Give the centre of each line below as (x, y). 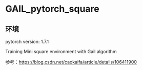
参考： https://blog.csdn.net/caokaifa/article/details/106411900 (71, 62)
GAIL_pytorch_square (53, 9)
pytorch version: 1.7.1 (27, 42)
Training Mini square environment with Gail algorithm (61, 51)
